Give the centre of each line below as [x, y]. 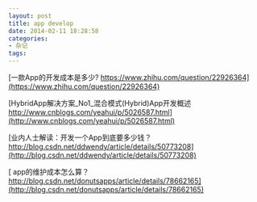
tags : [17, 53]
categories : [28, 38]
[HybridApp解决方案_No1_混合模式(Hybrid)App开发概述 [100, 103]
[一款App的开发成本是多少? [54, 77]
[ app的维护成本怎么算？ [49, 172]
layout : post [30, 16]
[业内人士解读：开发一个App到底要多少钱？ [80, 137]
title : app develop [41, 23]
